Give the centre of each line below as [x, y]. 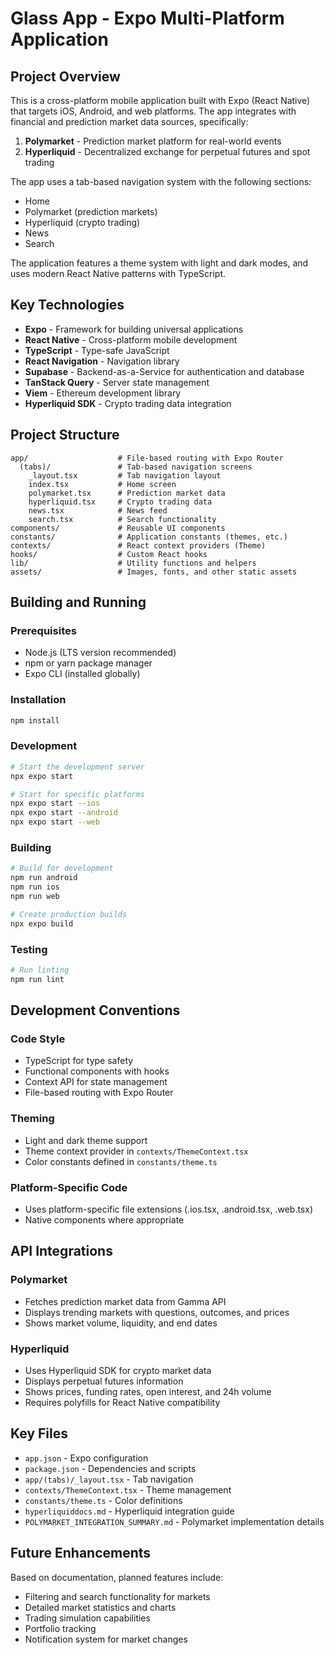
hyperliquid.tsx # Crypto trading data [120, 502]
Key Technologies [67, 305]
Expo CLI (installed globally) [82, 674]
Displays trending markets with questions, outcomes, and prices [157, 1312]
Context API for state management [96, 1082]
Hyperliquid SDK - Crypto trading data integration [128, 403]
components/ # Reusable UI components [118, 528]
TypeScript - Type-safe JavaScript [97, 350]
